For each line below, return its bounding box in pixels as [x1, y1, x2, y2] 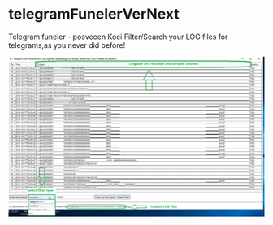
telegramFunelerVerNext [8, 5, 180, 24]
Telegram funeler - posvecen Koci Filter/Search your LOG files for [8, 32, 228, 41]
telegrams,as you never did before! [8, 40, 126, 50]
